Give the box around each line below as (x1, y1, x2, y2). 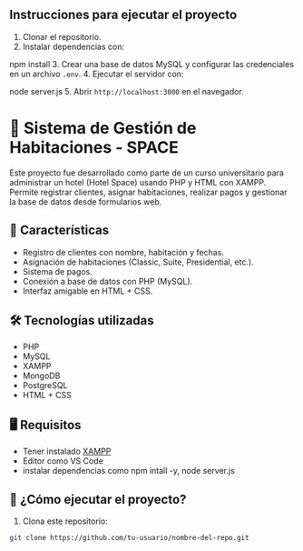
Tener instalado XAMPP (22, 446, 112, 457)
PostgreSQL (22, 380, 68, 391)
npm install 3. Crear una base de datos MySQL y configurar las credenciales (9, 58, 295, 69)
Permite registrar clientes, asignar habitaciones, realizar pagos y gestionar (9, 186, 288, 197)
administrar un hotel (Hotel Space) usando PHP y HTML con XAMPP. (9, 176, 267, 187)
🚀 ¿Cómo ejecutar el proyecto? (9, 491, 187, 507)
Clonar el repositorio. (22, 31, 102, 42)
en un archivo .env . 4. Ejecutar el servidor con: (9, 68, 184, 79)
